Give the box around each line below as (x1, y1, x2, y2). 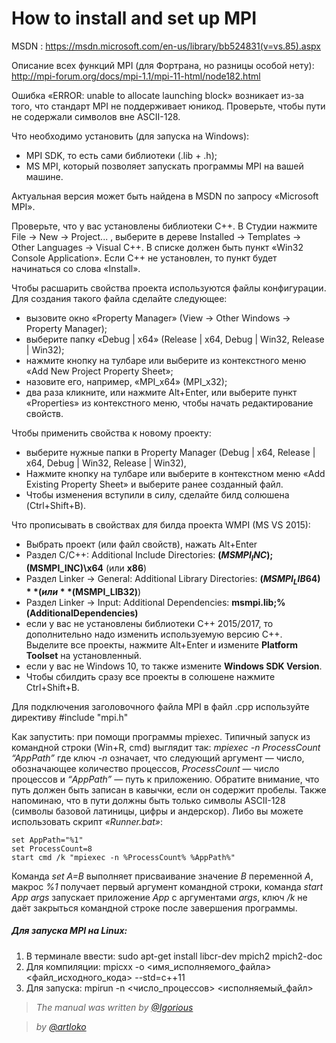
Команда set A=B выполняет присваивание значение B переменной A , (11, 870, 314, 882)
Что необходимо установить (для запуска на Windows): (11, 130, 250, 142)
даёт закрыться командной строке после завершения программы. (11, 902, 298, 914)
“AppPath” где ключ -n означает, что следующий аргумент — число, (11, 752, 305, 764)
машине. (25, 170, 64, 182)
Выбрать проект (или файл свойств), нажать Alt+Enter (25, 538, 258, 550)
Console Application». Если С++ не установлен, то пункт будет (11, 252, 278, 264)
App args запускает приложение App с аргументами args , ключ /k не (11, 891, 308, 903)
